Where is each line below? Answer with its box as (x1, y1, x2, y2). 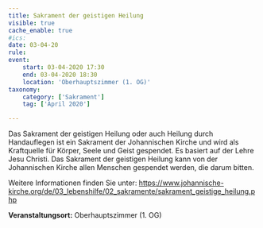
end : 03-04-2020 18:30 (22, 71, 98, 79)
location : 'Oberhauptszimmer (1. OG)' (22, 78, 151, 86)
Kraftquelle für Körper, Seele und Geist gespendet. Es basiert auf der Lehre (8, 146, 254, 156)
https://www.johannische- (138, 178, 224, 187)
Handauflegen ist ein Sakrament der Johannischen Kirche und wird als (8, 137, 239, 147)
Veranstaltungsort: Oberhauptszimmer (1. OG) (8, 211, 162, 220)
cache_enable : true (8, 26, 73, 34)
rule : (8, 48, 26, 56)
